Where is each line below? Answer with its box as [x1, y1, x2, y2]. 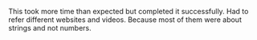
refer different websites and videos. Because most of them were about [8, 15, 243, 24]
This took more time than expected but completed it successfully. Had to [8, 7, 249, 16]
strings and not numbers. [8, 24, 92, 32]
